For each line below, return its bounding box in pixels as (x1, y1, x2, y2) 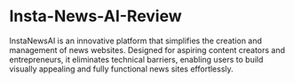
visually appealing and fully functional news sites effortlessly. (9, 64, 234, 74)
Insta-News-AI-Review (9, 6, 182, 26)
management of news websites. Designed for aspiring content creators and (9, 44, 286, 55)
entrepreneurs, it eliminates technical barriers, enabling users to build (9, 54, 264, 64)
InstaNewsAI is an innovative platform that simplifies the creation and (9, 35, 262, 46)
